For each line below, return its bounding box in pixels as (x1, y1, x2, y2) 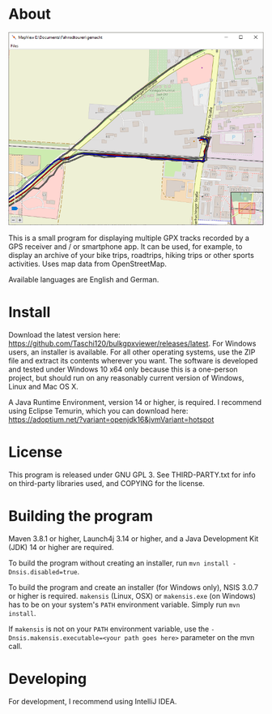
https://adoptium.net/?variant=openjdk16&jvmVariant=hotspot (8, 415, 215, 424)
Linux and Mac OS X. (8, 382, 79, 392)
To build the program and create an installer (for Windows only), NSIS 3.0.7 (8, 582, 259, 592)
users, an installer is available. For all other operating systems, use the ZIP (8, 347, 256, 357)
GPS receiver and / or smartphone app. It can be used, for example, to (8, 242, 243, 252)
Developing (8, 670, 87, 688)
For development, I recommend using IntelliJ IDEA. (8, 696, 177, 706)
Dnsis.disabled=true (8, 568, 79, 576)
